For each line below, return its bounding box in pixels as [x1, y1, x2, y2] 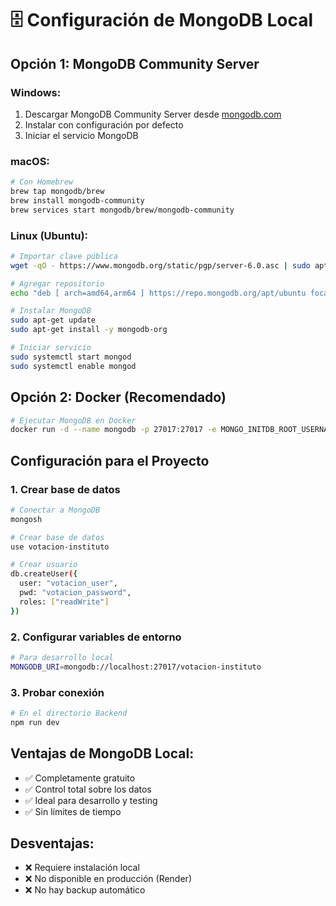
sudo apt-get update [10, 315, 97, 326]
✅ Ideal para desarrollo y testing [24, 794, 158, 806]
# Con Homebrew [10, 177, 74, 187]
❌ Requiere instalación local [24, 862, 140, 874]
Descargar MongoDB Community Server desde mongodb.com [24, 108, 282, 120]
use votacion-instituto [10, 542, 110, 552]
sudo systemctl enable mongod [10, 361, 137, 371]
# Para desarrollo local [10, 653, 114, 663]
